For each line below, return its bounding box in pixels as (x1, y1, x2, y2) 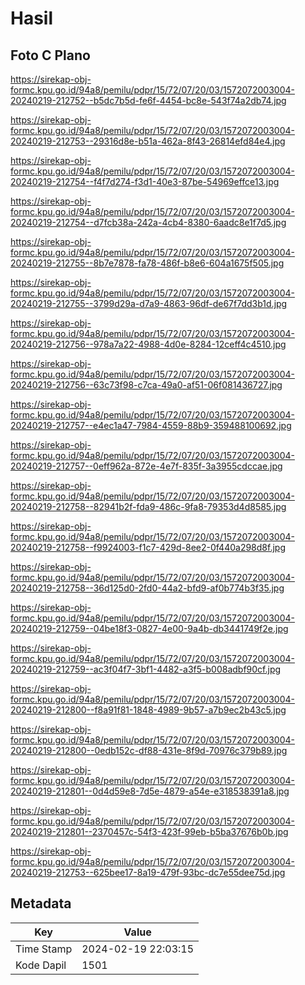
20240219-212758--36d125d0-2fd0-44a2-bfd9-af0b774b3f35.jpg (10, 582, 285, 594)
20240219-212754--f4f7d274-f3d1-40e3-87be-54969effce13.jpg (10, 176, 280, 187)
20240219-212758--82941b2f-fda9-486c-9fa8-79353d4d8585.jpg (10, 501, 287, 512)
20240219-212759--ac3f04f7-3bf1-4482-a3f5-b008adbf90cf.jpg (10, 663, 282, 675)
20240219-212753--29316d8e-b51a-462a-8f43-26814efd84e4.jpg (10, 135, 286, 147)
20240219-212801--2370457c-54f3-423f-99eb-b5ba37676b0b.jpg (10, 826, 289, 837)
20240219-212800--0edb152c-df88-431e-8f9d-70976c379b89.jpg (10, 745, 288, 756)
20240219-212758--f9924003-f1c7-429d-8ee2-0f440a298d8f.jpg (10, 542, 286, 553)
